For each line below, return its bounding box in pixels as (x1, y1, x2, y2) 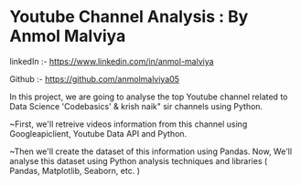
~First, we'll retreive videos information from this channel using (9, 118, 248, 129)
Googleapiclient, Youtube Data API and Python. (9, 128, 188, 139)
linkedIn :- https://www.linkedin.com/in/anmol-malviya (9, 56, 214, 67)
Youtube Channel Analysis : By (9, 6, 249, 27)
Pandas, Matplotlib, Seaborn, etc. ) (9, 165, 140, 176)
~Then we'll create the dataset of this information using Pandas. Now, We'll (9, 146, 293, 157)
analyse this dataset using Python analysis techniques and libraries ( (9, 155, 268, 166)
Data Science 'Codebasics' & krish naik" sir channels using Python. (9, 100, 263, 111)
